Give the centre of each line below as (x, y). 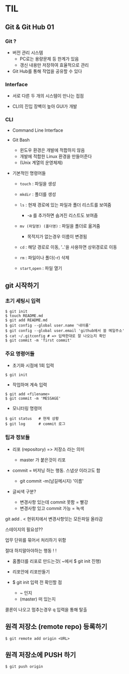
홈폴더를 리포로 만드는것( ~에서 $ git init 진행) (57, 561)
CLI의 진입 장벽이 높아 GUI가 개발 (45, 106)
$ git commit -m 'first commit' (38, 340)
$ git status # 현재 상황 (32, 419)
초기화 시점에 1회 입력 (33, 365)
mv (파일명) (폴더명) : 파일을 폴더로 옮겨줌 (60, 226)
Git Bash (21, 140)
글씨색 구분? (24, 491)
